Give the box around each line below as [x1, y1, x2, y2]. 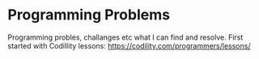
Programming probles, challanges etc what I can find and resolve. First [7, 32, 244, 42]
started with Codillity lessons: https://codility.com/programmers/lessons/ [7, 40, 251, 50]
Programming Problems [7, 6, 171, 24]
